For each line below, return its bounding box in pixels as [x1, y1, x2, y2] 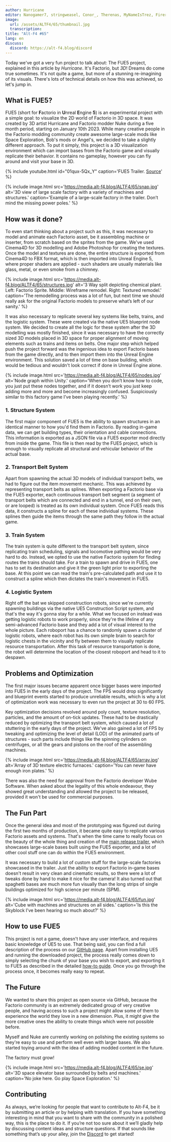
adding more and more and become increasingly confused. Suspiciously [5, 389, 157, 395]
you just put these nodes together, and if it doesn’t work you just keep [5, 383, 152, 389]
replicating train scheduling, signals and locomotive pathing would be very [5, 549, 161, 555]
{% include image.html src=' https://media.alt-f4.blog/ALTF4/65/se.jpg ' [5, 1064, 154, 1070]
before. [5, 1023, 21, 1030]
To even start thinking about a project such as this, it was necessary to [5, 229, 154, 235]
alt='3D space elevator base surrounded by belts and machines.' [5, 1069, 141, 1076]
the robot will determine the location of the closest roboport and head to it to [5, 649, 166, 655]
